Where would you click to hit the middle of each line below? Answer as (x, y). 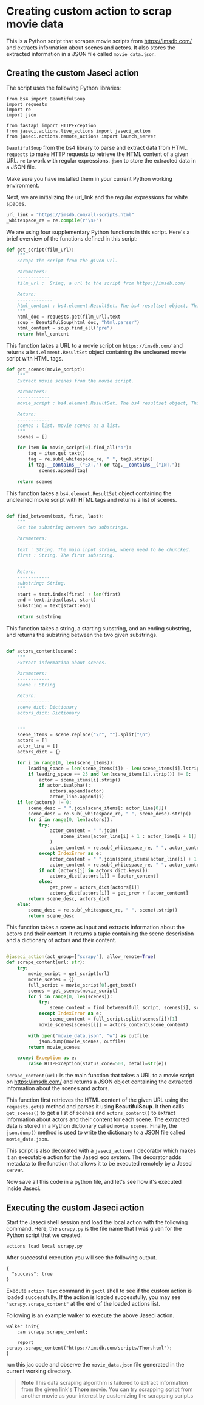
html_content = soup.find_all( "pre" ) (65, 328)
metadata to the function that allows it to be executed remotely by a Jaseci (100, 1164)
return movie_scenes (54, 1047)
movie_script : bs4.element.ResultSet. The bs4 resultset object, (103, 403)
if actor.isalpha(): (65, 786)
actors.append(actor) (77, 791)
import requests (27, 104)
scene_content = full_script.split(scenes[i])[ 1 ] (114, 1019)
